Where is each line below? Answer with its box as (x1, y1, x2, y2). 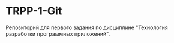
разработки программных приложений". (5, 30, 110, 37)
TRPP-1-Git (5, 4, 62, 18)
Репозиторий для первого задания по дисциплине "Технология (5, 24, 169, 31)
